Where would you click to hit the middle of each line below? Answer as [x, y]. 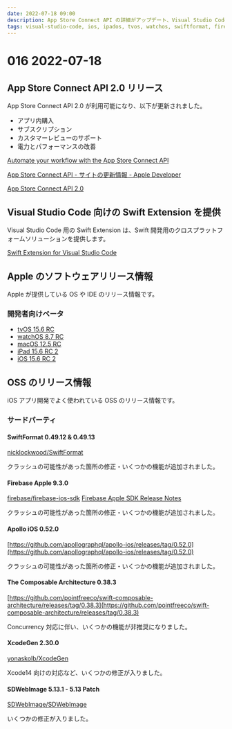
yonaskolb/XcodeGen [38, 658]
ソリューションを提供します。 [67, 239]
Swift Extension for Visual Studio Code [62, 253]
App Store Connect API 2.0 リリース [85, 88]
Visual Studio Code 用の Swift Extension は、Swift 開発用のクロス [100, 230]
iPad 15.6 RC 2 [38, 351]
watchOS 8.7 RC [40, 337]
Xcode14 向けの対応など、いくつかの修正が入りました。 [87, 673]
